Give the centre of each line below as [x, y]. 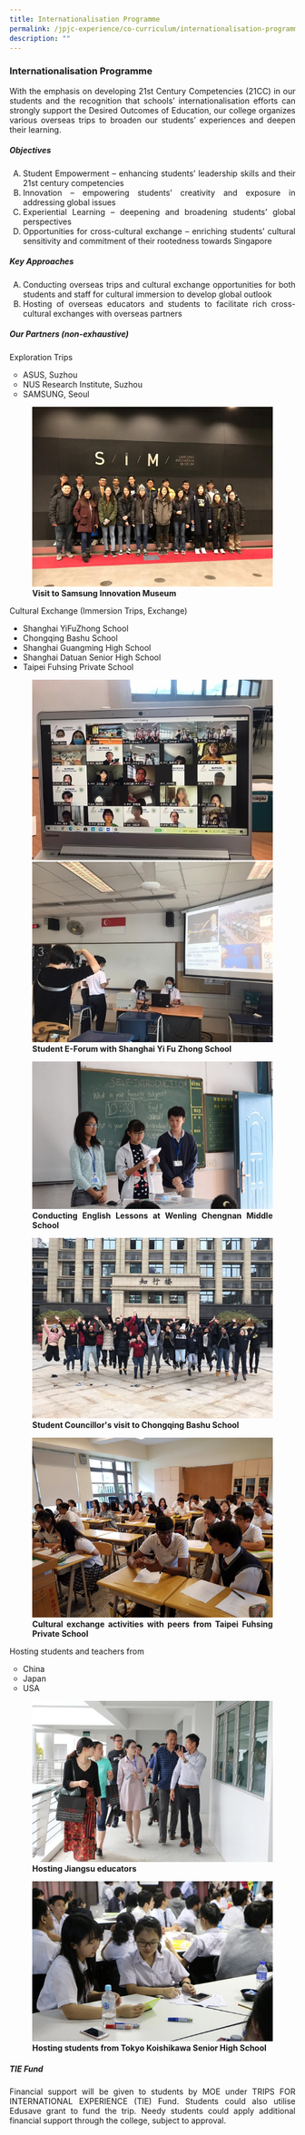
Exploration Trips [41, 357]
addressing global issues [69, 202]
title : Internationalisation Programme [85, 19]
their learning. [35, 129]
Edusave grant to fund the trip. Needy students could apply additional [152, 2111]
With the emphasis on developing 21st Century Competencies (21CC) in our [152, 91]
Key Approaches [42, 261]
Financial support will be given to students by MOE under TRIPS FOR [152, 2091]
